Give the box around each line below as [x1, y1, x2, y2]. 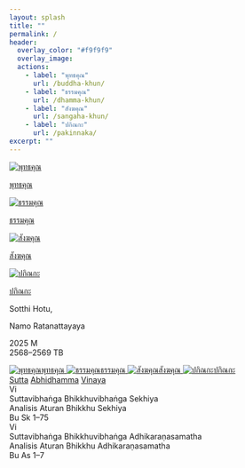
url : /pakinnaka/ [32, 129, 98, 138]
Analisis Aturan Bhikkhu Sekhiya [9, 402, 127, 413]
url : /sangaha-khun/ [32, 112, 109, 121]
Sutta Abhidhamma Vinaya [9, 374, 107, 385]
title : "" [9, 21, 46, 30]
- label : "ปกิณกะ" [25, 121, 88, 130]
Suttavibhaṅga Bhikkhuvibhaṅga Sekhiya [9, 393, 159, 404]
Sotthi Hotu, [9, 303, 53, 313]
